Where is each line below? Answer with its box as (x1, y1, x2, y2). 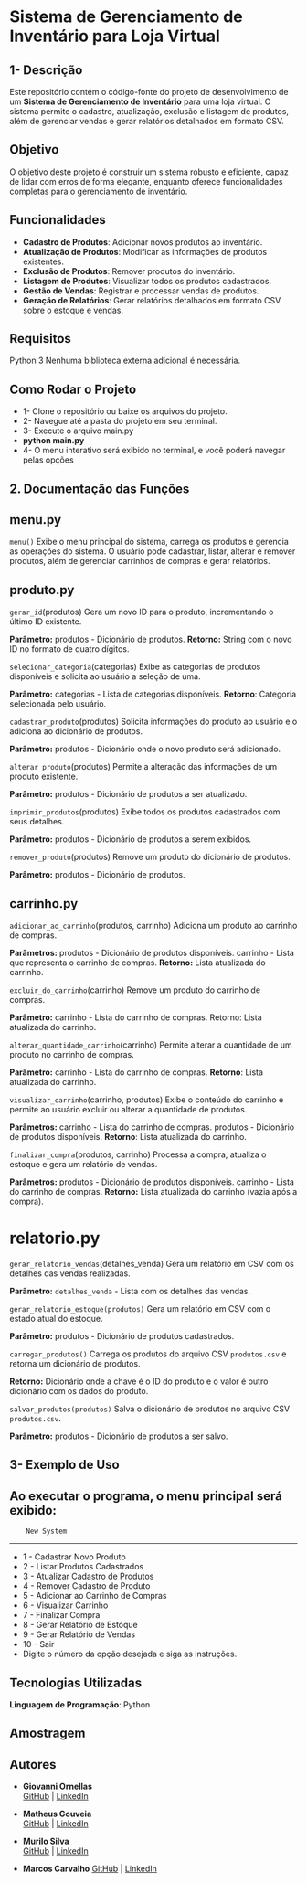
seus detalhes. (9, 816, 65, 827)
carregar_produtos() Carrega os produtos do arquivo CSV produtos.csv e (9, 1348, 287, 1359)
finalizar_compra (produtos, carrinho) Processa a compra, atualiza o (9, 1149, 267, 1160)
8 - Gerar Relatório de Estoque (22, 1620, 139, 1631)
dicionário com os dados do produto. (9, 1386, 149, 1397)
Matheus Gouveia (22, 1808, 92, 1820)
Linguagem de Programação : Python (9, 1699, 151, 1710)
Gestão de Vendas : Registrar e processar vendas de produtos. (22, 285, 259, 296)
